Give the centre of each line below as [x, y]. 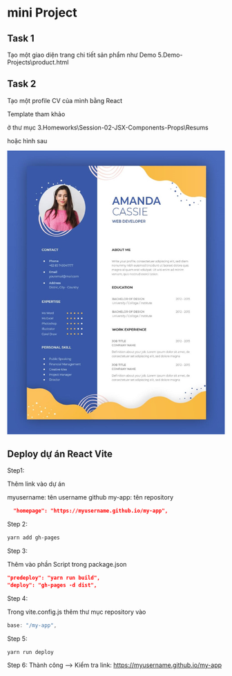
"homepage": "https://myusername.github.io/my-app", [91, 511]
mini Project [42, 13]
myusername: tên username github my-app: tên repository [90, 497]
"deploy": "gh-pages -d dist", [52, 585]
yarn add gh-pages [33, 538]
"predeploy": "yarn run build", [54, 578]
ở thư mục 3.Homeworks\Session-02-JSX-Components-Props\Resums [108, 127]
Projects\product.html [38, 62]
